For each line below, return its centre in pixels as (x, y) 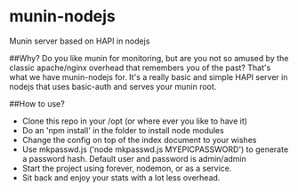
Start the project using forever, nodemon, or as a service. (127, 168)
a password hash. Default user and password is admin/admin (134, 158)
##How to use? (37, 103)
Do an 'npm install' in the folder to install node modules (123, 130)
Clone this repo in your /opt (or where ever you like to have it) (134, 121)
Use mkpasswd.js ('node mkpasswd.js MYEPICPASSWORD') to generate (155, 149)
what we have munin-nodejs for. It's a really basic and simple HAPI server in (149, 76)
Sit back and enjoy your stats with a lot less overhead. (121, 177)
